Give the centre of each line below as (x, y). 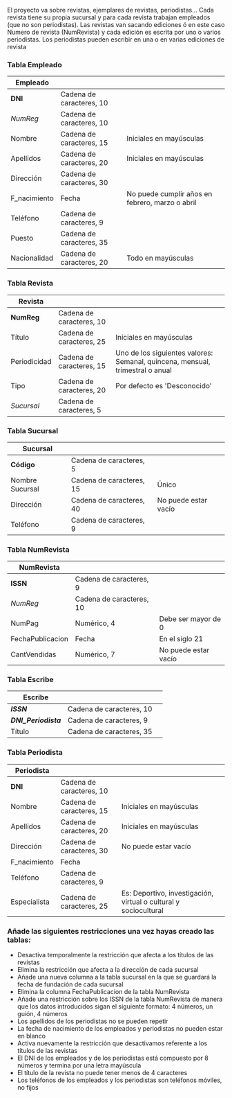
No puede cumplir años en (170, 194)
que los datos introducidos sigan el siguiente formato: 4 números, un (115, 1007)
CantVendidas (33, 654)
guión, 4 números (42, 1014)
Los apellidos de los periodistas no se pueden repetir (93, 1021)
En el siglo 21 (181, 639)
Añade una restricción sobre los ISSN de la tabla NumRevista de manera (120, 999)
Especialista (30, 902)
